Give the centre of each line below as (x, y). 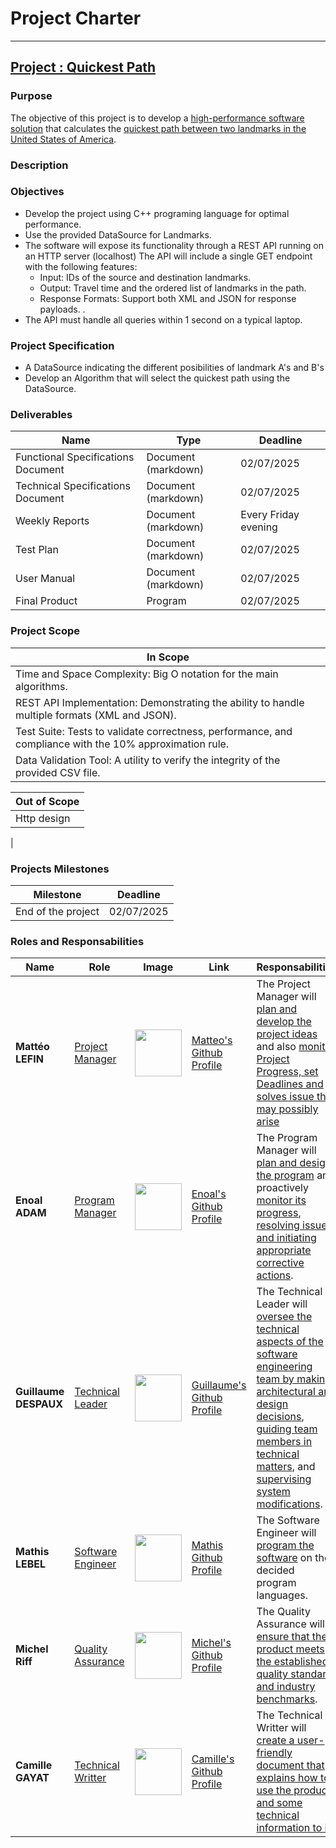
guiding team (287, 1429)
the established (292, 1662)
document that (290, 1765)
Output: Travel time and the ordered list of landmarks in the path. (173, 288)
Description (39, 165)
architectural (286, 1392)
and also (276, 1047)
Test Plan (37, 550)
